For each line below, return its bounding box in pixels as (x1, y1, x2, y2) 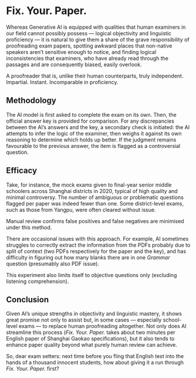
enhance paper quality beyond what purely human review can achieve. (6, 342, 178, 349)
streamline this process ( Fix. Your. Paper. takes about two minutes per (6, 329, 175, 336)
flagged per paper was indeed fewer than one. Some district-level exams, (6, 200, 184, 207)
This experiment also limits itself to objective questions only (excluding (6, 271, 177, 278)
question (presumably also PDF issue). (6, 260, 100, 267)
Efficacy (6, 166, 37, 176)
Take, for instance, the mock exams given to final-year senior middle (6, 181, 172, 188)
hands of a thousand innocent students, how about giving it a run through (6, 359, 184, 366)
